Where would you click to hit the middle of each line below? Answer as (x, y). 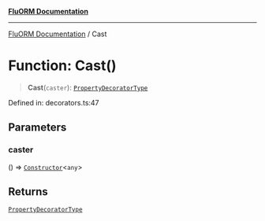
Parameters (37, 128)
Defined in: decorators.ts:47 (54, 102)
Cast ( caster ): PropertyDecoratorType (88, 87)
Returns (28, 192)
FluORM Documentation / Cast (58, 34)
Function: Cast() (62, 66)
